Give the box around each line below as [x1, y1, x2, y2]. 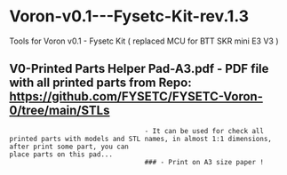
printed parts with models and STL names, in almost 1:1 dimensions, [9, 134, 273, 143]
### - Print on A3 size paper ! [144, 157, 265, 166]
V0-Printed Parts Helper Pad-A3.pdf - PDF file [9, 61, 269, 76]
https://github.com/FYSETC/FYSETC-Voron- [9, 89, 264, 104]
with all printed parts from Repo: [9, 76, 193, 91]
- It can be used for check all [144, 126, 265, 135]
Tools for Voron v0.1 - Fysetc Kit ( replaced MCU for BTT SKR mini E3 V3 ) [9, 36, 279, 46]
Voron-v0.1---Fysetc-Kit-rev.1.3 [9, 6, 250, 27]
